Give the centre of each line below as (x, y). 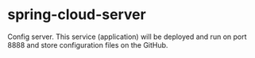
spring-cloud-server (77, 15)
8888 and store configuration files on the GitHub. (88, 44)
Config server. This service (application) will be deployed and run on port (127, 37)
